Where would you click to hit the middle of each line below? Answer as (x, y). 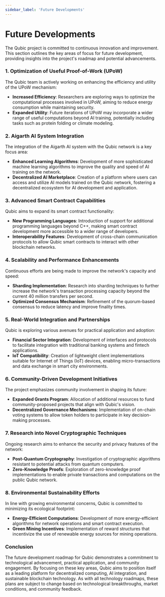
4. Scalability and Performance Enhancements (62, 260)
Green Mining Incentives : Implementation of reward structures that (81, 528)
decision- (142, 415)
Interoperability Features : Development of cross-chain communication (85, 237)
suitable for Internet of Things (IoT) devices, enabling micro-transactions (86, 361)
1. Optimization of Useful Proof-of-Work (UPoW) (64, 71)
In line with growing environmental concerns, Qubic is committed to (74, 503)
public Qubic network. (35, 480)
